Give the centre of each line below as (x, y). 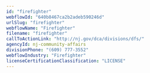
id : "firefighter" (29, 11)
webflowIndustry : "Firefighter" (46, 55)
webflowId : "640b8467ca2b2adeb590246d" (55, 17)
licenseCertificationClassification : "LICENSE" (66, 61)
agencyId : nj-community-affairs (46, 45)
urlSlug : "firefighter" (36, 22)
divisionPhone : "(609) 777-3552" (47, 50)
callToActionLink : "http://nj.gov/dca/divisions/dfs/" (75, 39)
